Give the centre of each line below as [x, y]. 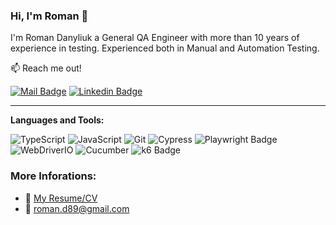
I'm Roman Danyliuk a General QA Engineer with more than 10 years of [155, 38]
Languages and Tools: [57, 120]
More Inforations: [53, 176]
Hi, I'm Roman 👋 [49, 16]
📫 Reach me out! [46, 68]
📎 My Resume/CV [61, 198]
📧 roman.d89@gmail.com [77, 208]
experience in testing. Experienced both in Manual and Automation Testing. [165, 48]
